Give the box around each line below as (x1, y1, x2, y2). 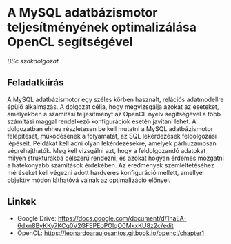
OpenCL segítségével (7, 34, 133, 50)
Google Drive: (17, 214, 57, 222)
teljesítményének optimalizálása (7, 19, 197, 35)
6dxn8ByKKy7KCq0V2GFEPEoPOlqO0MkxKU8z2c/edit (17, 221, 174, 230)
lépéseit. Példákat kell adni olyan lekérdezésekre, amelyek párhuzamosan (7, 139, 217, 148)
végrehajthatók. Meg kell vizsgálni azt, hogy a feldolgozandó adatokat (7, 146, 206, 154)
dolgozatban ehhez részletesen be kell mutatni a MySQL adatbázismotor (7, 124, 214, 132)
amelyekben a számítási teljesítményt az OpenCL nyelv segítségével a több (7, 110, 221, 118)
